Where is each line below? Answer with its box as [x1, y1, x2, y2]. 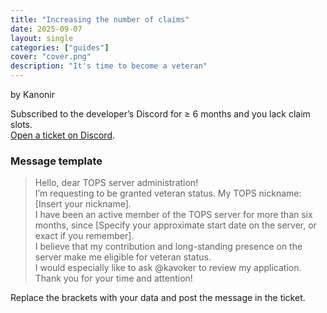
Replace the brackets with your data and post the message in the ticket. [10, 292, 306, 304]
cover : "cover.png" [10, 52, 92, 62]
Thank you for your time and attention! [34, 272, 193, 285]
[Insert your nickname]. [34, 198, 132, 210]
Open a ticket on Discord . [10, 129, 116, 141]
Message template [10, 154, 103, 168]
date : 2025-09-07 [10, 24, 83, 34]
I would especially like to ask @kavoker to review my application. [34, 262, 302, 274]
